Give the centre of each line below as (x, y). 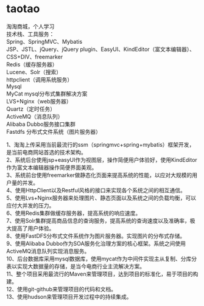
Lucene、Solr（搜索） (34, 72)
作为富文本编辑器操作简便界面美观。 (52, 167)
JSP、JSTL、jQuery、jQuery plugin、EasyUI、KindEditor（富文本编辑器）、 (101, 49)
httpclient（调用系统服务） (40, 79)
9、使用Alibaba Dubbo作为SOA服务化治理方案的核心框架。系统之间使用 (96, 243)
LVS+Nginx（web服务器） (39, 101)
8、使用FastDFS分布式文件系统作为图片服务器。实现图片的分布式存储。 (96, 235)
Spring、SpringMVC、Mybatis (44, 41)
